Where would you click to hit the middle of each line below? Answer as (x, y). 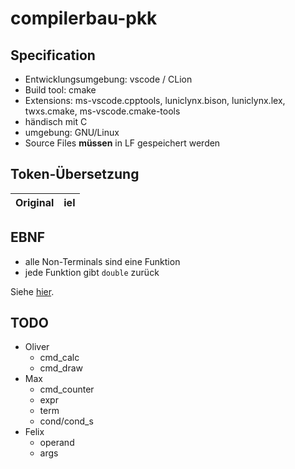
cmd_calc (59, 358)
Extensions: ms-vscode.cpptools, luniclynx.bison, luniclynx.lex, (155, 100)
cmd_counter (67, 389)
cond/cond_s (66, 421)
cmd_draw (61, 368)
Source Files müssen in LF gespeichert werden (122, 143)
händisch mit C (56, 121)
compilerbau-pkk (84, 18)
